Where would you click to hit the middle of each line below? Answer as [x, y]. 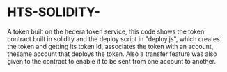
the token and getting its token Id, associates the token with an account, [110, 46]
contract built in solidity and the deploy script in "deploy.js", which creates [114, 38]
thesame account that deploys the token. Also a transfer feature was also [112, 54]
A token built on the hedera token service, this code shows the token [106, 31]
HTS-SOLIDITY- [54, 12]
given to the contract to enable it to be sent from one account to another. [112, 61]
